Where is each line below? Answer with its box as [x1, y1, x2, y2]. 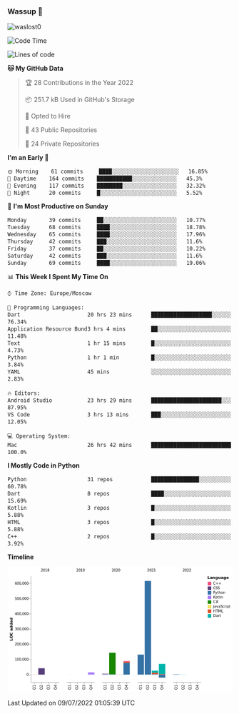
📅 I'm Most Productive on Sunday [7, 202, 108, 211]
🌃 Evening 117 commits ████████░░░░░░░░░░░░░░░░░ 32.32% [7, 182, 205, 190]
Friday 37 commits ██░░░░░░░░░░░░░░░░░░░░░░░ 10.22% [7, 246, 205, 253]
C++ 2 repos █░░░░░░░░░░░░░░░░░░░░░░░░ [7, 533, 232, 540]
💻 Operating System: [7, 433, 71, 440]
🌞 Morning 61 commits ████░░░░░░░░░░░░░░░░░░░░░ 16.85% [7, 168, 208, 176]
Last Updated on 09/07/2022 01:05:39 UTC [7, 699, 136, 708]
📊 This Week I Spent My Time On [7, 273, 108, 281]
